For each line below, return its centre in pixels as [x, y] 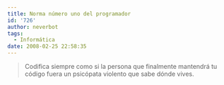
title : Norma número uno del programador [69, 14]
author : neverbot [33, 27]
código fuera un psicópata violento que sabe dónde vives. [109, 74]
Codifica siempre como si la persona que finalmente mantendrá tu [121, 66]
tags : [15, 33]
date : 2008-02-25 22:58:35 [47, 46]
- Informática [34, 40]
